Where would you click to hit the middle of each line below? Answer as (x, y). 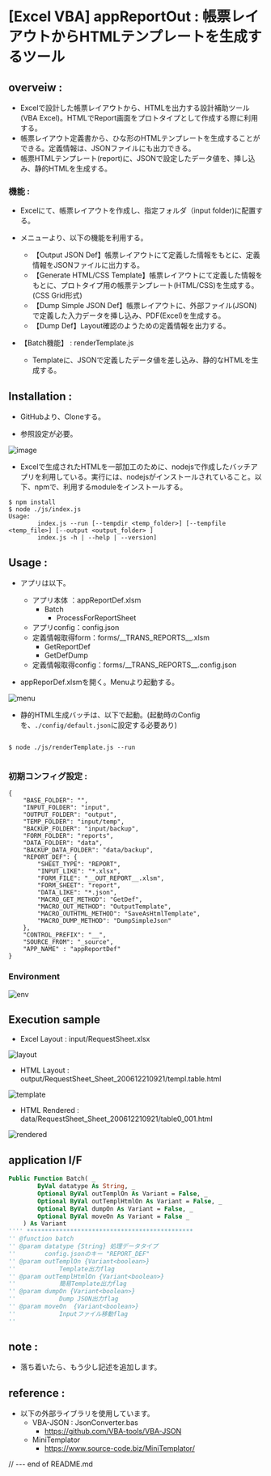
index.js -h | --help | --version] (97, 538)
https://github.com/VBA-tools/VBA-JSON (113, 1432)
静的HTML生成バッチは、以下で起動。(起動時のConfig (110, 715)
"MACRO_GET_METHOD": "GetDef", (90, 900)
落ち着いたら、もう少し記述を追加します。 (91, 1367)
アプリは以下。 (45, 582)
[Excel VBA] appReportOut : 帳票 (120, 17)
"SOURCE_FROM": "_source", (68, 942)
